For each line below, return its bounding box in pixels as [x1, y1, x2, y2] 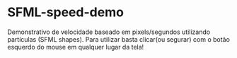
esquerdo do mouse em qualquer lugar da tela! [7, 42, 144, 51]
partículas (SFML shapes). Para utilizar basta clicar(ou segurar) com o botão [7, 35, 230, 43]
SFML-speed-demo [7, 4, 124, 21]
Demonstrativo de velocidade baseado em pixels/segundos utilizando [7, 28, 211, 36]
